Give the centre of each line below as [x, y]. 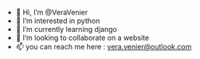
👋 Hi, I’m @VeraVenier [52, 12]
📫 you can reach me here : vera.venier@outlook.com [104, 47]
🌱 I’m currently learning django [66, 29]
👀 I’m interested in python [58, 21]
